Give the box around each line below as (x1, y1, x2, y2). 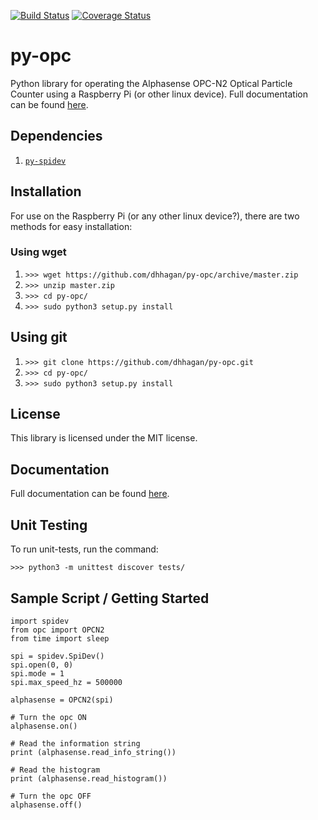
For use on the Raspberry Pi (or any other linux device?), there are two (10, 210, 300, 222)
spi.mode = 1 (10, 668, 65, 679)
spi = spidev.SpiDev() (10, 651, 105, 661)
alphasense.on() (10, 721, 78, 731)
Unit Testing (10, 516, 88, 534)
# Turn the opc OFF (10, 791, 92, 801)
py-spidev (24, 156, 67, 166)
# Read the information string (10, 738, 141, 749)
